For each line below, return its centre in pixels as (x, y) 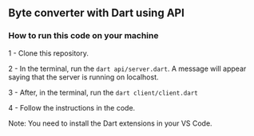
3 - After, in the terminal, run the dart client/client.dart (103, 92)
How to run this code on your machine (83, 36)
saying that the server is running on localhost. (83, 77)
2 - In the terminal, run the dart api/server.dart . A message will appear (127, 68)
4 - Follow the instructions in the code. (72, 107)
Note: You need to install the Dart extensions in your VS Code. (111, 123)
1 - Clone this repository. (49, 53)
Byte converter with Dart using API (97, 13)
